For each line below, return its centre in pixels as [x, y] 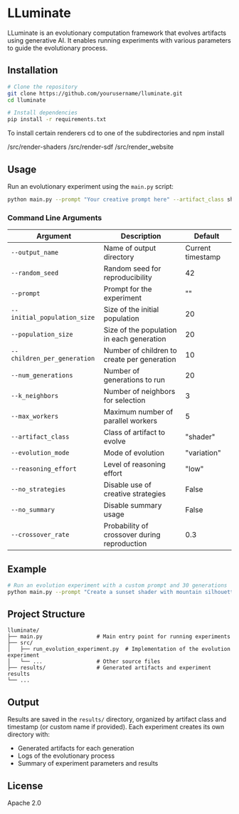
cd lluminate [27, 100]
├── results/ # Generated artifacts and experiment [110, 668]
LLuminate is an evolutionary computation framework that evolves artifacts [117, 33]
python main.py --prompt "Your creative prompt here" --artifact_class [116, 199]
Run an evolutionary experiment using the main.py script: [91, 186]
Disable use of [127, 485]
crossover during [132, 535]
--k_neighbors [35, 396]
